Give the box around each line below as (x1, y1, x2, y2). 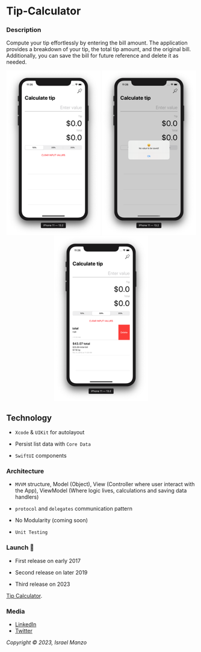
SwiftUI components (14, 452, 67, 460)
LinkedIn (14, 621, 37, 628)
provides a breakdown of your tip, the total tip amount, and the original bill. (6, 46, 191, 53)
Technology (6, 413, 52, 423)
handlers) (14, 493, 39, 500)
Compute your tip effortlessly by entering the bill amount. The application (6, 39, 188, 46)
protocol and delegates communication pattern (14, 505, 132, 512)
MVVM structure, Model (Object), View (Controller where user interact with (14, 481, 195, 488)
